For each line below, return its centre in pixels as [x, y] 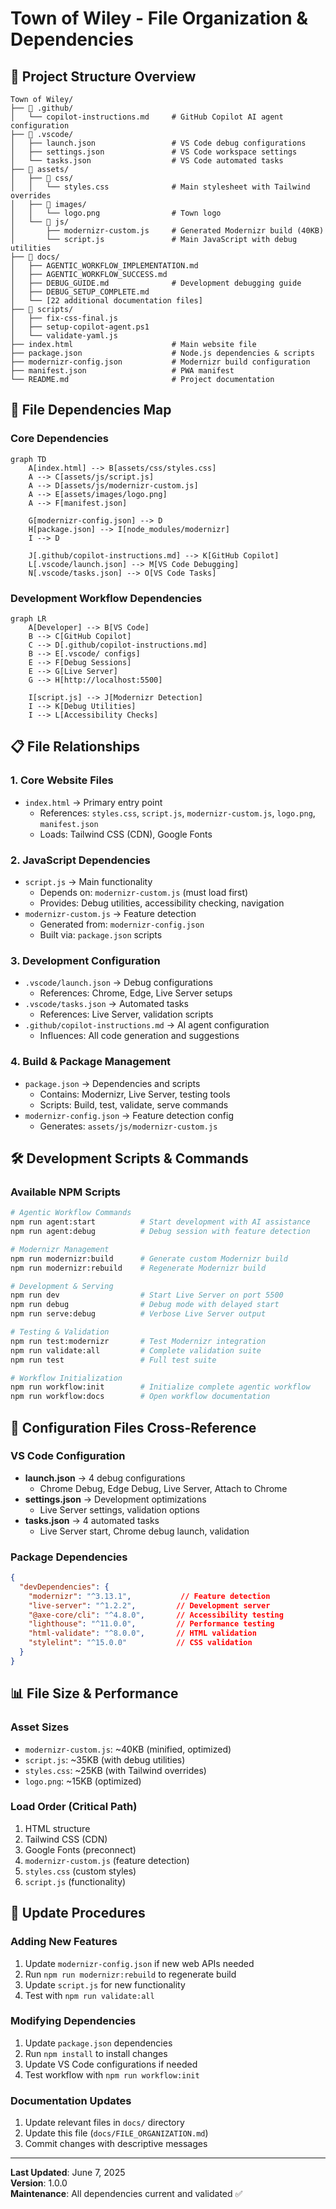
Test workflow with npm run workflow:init [112, 2074]
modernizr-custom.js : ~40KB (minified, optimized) [128, 1749]
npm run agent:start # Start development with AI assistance [160, 1222]
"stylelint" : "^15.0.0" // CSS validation [140, 1643]
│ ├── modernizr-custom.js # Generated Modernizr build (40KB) [167, 231]
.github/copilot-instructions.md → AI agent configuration [147, 1025]
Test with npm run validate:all [89, 1995]
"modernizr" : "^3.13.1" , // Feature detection [149, 1596]
